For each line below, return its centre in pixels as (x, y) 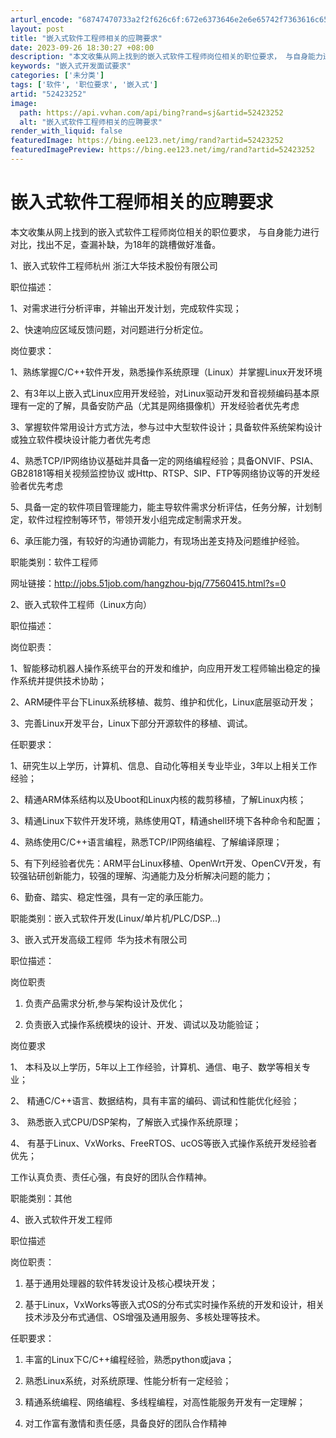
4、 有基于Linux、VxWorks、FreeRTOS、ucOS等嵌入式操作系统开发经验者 (164, 1143)
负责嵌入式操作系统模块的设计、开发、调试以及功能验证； (143, 1024)
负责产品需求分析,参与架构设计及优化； (105, 1003)
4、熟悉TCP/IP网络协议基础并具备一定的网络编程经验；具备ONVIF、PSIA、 (164, 460)
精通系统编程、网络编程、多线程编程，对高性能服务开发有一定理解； (165, 1402)
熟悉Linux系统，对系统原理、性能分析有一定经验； (128, 1380)
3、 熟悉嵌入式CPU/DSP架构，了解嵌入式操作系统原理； (126, 1122)
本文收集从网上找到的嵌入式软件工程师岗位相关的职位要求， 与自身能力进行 (165, 232)
